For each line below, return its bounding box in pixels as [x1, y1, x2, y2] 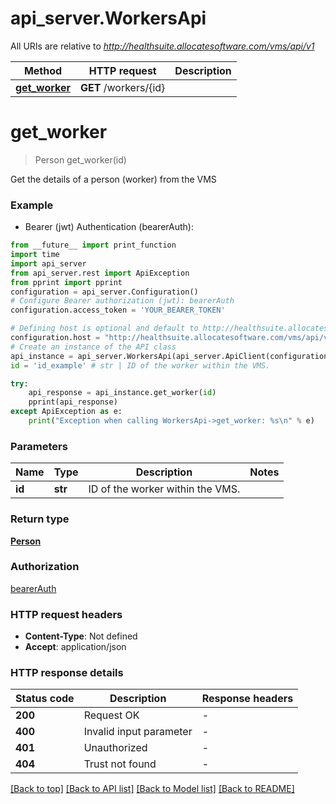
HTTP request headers [10, 607, 123, 621]
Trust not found [83, 757, 157, 771]
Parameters [10, 439, 68, 453]
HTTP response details [10, 666, 124, 680]
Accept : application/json [24, 641, 127, 653]
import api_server [10, 258, 87, 269]
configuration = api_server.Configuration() [10, 287, 199, 297]
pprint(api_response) [28, 397, 118, 407]
